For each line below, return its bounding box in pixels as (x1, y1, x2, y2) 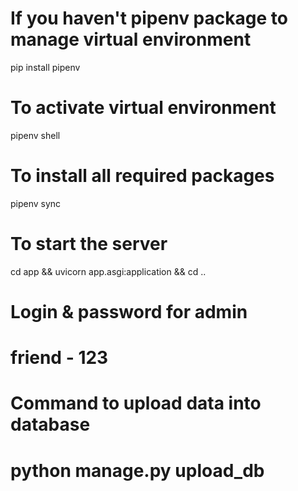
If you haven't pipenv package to (10, 7, 288, 30)
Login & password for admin (10, 300, 248, 323)
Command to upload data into (10, 392, 262, 415)
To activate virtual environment (10, 97, 277, 119)
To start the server (10, 233, 168, 255)
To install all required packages (10, 165, 275, 187)
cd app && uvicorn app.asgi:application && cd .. (10, 265, 207, 277)
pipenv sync (10, 197, 62, 209)
